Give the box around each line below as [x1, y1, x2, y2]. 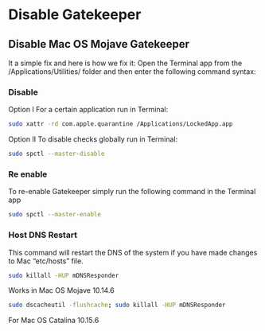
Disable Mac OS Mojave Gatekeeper [8, 37, 189, 51]
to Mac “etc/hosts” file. [8, 256, 84, 266]
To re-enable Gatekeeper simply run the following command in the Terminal [8, 187, 256, 197]
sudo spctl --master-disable [8, 150, 105, 158]
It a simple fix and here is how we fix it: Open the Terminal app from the [8, 58, 243, 68]
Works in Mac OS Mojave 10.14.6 [8, 286, 115, 295]
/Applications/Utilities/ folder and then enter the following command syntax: [8, 67, 256, 76]
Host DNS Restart [8, 229, 78, 240]
